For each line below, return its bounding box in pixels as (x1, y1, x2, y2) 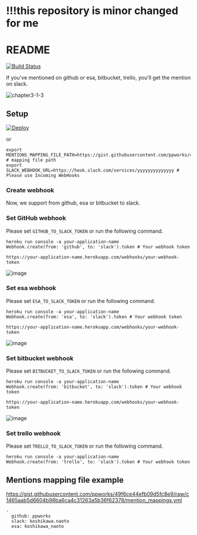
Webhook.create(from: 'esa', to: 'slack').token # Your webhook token (6, 313, 182, 320)
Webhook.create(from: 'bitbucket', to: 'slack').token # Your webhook (6, 384, 182, 390)
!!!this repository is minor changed (6, 4, 179, 18)
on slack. (6, 80, 28, 87)
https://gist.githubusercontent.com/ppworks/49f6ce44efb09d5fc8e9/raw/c (6, 490, 189, 497)
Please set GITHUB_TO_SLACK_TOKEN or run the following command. (6, 227, 164, 234)
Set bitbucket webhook (6, 354, 74, 362)
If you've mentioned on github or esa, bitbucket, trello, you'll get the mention (6, 74, 191, 81)
